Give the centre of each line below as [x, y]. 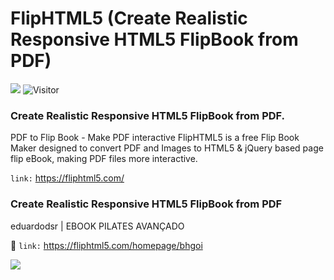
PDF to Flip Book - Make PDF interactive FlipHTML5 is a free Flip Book [155, 138]
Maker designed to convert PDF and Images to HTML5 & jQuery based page [167, 148]
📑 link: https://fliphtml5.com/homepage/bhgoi [106, 245]
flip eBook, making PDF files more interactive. [104, 159]
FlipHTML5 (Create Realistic [129, 18]
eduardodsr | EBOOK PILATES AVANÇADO [97, 226]
